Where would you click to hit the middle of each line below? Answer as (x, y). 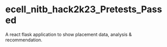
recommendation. (24, 40)
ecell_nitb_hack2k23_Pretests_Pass (84, 9)
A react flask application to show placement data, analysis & (68, 34)
